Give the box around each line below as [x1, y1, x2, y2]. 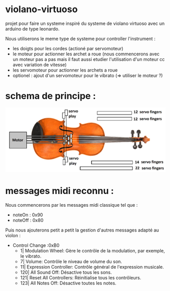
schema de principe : [5, 90, 96, 102]
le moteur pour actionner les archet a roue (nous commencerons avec [12, 51, 160, 57]
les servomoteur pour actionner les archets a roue [12, 67, 118, 73]
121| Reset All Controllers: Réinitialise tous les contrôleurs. [20, 274, 141, 280]
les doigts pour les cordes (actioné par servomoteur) [12, 45, 124, 51]
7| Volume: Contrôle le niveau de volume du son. [20, 258, 122, 265]
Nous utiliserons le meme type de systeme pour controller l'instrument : [5, 36, 156, 42]
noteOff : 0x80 [12, 217, 44, 223]
